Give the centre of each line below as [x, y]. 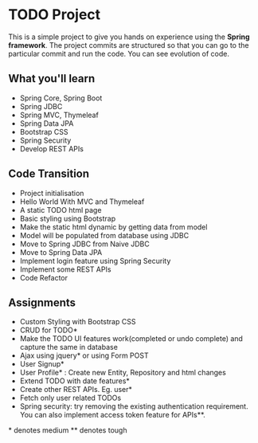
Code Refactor [43, 277]
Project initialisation [52, 193]
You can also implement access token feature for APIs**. [112, 415]
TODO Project [55, 15]
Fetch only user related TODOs [70, 398]
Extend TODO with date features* [74, 381]
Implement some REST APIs [65, 269]
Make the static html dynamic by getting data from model [113, 227]
